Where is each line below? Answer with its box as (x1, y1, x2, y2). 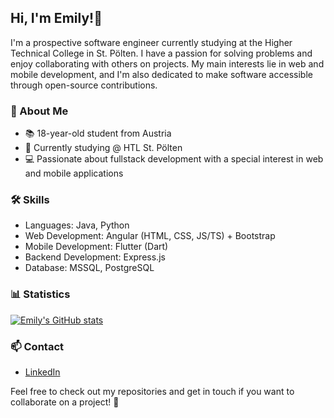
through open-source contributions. (10, 79, 158, 91)
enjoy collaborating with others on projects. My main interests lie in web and (10, 57, 325, 70)
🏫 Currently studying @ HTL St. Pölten (24, 142, 183, 154)
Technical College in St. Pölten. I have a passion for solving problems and (10, 47, 313, 59)
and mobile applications (24, 167, 124, 180)
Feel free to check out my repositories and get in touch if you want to (10, 386, 295, 397)
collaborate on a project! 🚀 (10, 396, 120, 408)
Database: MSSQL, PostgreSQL (24, 262, 155, 274)
